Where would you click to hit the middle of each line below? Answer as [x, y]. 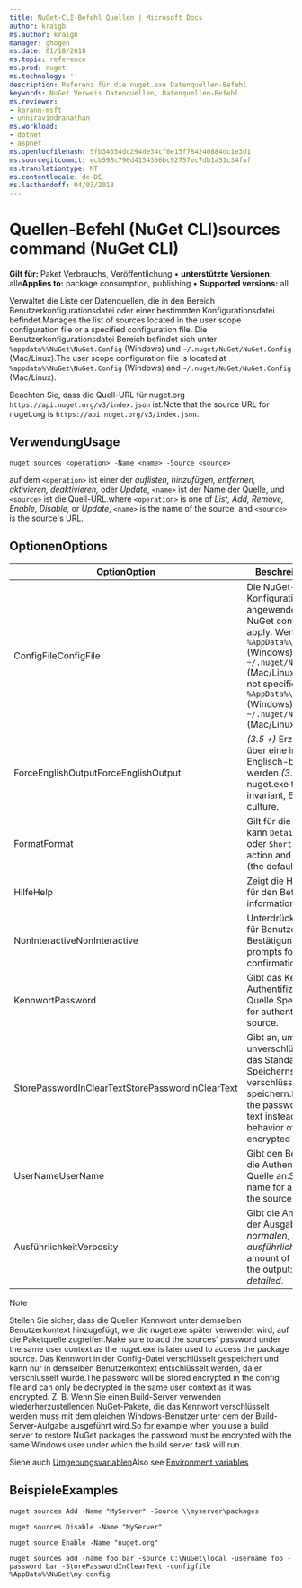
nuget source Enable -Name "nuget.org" [84, 1543]
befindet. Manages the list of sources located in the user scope [125, 320]
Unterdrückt [272, 918]
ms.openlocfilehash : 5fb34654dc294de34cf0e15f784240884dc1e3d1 [130, 151]
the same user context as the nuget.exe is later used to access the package [149, 1348]
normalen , [268, 1235]
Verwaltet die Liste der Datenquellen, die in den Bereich [112, 301]
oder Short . [271, 843]
